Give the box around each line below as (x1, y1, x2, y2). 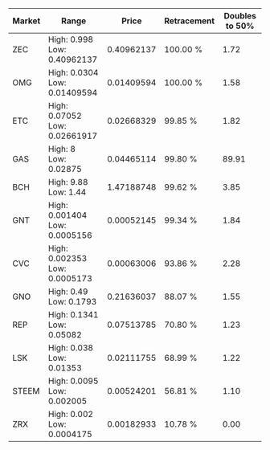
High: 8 (47, 144, 76, 154)
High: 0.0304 (47, 67, 99, 78)
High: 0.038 (47, 342, 94, 353)
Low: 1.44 (47, 186, 87, 198)
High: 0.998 (47, 34, 94, 45)
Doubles (223, 10, 257, 21)
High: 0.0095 (47, 375, 99, 387)
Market (12, 15, 41, 27)
